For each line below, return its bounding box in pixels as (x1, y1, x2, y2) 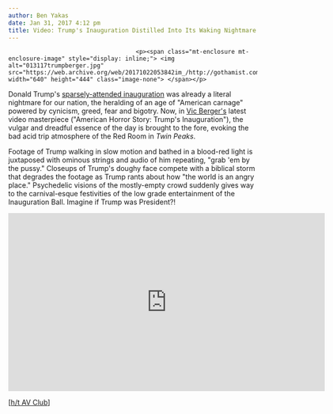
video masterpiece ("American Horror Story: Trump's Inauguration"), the (8, 115, 244, 124)
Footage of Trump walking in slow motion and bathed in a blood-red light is (8, 147, 253, 157)
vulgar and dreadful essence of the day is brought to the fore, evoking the (8, 123, 249, 133)
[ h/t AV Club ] (8, 397, 51, 408)
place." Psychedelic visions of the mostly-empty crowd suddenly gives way (8, 180, 255, 190)
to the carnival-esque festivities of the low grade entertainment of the (8, 189, 236, 199)
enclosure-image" (8, 55, 66, 63)
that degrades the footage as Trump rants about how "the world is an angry (8, 172, 255, 182)
